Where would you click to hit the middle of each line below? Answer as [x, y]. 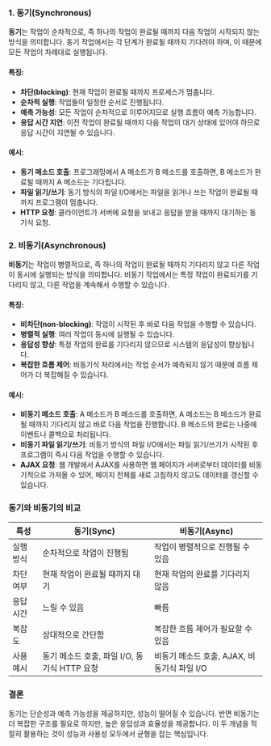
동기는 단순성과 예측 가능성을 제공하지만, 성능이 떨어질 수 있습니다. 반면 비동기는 [134, 713]
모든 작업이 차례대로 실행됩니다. [58, 52]
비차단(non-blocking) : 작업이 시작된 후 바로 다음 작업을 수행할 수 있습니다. [138, 324]
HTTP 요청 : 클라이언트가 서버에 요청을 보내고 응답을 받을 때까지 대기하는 [134, 212]
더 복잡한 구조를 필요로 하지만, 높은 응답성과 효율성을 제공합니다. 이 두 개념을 [129, 723]
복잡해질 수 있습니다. [76, 375]
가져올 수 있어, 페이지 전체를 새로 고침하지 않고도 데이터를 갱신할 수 [154, 475]
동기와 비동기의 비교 [45, 508]
